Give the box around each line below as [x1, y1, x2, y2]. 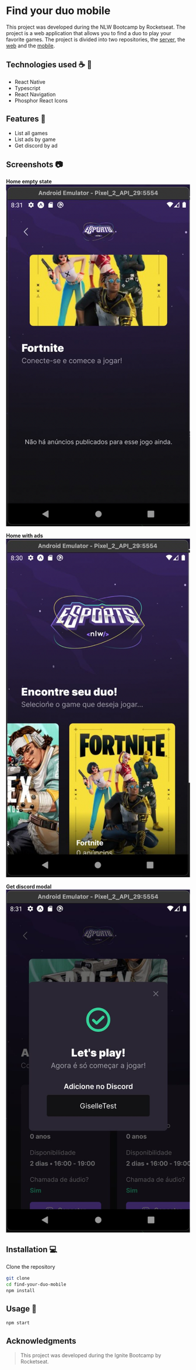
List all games [14, 129, 48, 136]
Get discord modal [6, 883, 52, 890]
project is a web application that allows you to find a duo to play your [6, 29, 171, 36]
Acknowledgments [6, 1336, 77, 1346]
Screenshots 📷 [6, 159, 63, 169]
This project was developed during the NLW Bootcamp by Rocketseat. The [6, 23, 185, 30]
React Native [14, 78, 45, 85]
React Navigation [14, 91, 56, 98]
